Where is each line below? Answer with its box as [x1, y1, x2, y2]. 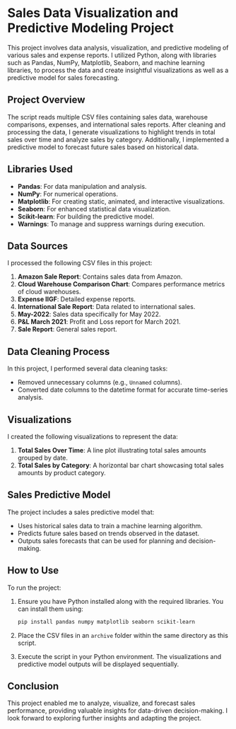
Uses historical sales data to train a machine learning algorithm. [17, 521, 203, 530]
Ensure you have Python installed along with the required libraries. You [17, 597, 224, 605]
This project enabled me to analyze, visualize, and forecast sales [7, 699, 196, 708]
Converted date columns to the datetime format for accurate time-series [17, 385, 228, 394]
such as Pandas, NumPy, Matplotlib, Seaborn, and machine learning [7, 58, 205, 66]
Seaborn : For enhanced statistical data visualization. [17, 204, 171, 213]
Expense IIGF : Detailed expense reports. [17, 295, 136, 303]
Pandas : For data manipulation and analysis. [17, 182, 147, 190]
